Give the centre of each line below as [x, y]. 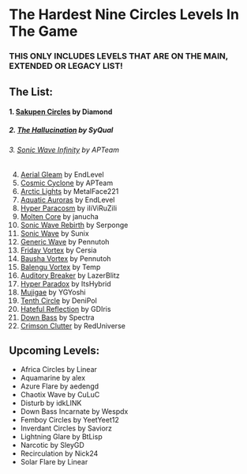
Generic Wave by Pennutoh [65, 241]
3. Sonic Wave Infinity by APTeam [64, 150]
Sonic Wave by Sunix [54, 233]
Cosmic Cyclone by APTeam [67, 183]
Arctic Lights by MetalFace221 [69, 191]
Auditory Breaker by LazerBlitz [70, 275]
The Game [43, 31]
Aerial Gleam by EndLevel [62, 174]
